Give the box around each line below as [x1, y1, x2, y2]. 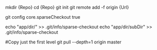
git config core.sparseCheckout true [5, 14, 81, 20]
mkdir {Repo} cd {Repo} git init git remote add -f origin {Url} [5, 5, 129, 10]
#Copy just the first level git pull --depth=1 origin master [5, 39, 122, 45]
